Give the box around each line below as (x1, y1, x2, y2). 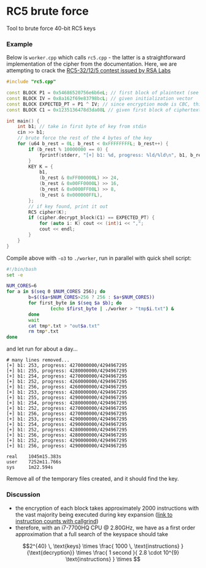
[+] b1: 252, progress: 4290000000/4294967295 (6, 437, 128, 444)
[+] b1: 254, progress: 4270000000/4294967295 (6, 373, 128, 379)
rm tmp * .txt (28, 328, 59, 335)
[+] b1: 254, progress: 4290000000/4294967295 (6, 422, 128, 428)
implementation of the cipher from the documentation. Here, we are (6, 60, 177, 68)
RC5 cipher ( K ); (28, 209, 67, 215)
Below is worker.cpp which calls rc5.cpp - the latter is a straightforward (6, 54, 186, 61)
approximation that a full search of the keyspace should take (15, 530, 169, 537)
